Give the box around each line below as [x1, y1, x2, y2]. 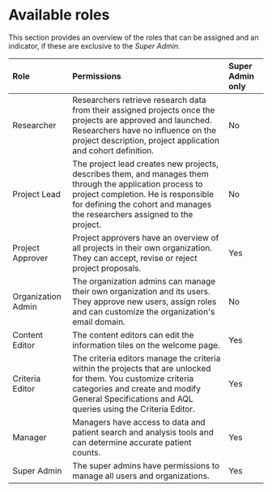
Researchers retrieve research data [72, 94, 206, 105]
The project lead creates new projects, [72, 158, 219, 169]
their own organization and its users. [72, 285, 210, 297]
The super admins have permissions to [72, 460, 220, 471]
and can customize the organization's [72, 306, 215, 317]
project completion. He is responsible [72, 188, 215, 199]
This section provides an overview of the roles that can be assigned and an [8, 32, 259, 42]
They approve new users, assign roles [72, 296, 217, 307]
